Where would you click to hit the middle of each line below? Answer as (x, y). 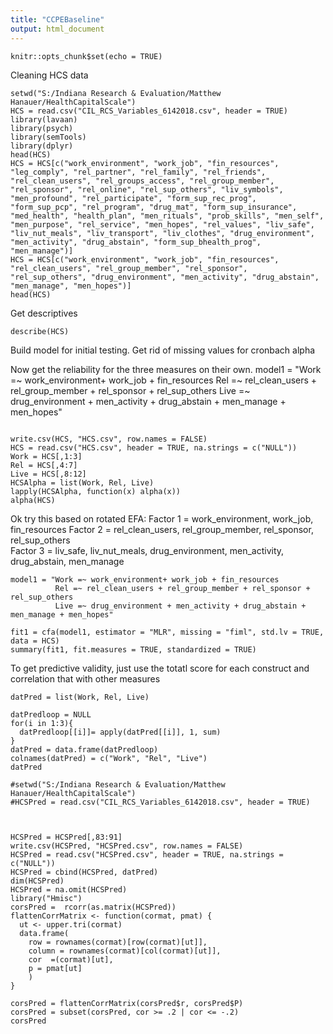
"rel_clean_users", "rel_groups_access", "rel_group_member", (142, 181)
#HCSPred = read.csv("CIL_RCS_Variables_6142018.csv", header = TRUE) (160, 802)
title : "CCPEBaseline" (57, 19)
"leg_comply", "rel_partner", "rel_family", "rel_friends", (138, 172)
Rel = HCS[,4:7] (44, 465)
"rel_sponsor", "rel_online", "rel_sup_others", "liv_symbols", (147, 189)
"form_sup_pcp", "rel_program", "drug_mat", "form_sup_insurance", (154, 207)
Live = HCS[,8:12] (48, 474)
